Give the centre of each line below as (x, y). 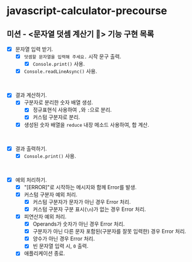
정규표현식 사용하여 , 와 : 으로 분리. (72, 110)
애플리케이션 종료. (44, 253)
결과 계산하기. (31, 95)
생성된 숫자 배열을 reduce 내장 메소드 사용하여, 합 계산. (86, 125)
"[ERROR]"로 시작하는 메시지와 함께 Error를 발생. (80, 187)
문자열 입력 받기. (34, 49)
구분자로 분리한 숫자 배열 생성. (58, 103)
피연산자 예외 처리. (45, 216)
